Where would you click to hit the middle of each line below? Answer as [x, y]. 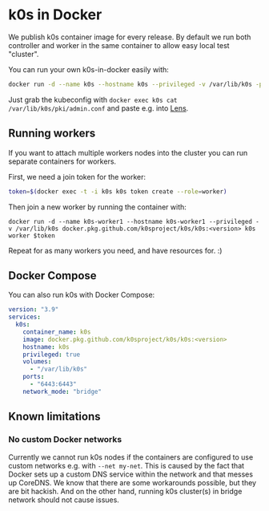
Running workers [52, 134]
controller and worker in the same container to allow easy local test [119, 45]
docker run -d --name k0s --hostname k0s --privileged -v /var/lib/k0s [130, 84]
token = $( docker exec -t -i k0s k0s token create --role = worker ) [118, 191]
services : [25, 317]
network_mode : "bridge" [62, 391]
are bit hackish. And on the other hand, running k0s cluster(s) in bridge [125, 491]
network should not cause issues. [64, 500]
